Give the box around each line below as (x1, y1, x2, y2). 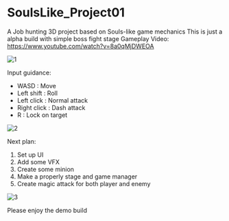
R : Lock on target (16, 111, 68, 119)
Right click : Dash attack (16, 103, 86, 112)
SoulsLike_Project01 (7, 5, 125, 21)
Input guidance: (7, 68, 51, 77)
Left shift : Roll (16, 89, 58, 97)
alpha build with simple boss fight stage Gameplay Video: (7, 34, 169, 42)
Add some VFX (16, 157, 60, 166)
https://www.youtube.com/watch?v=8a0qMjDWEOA (7, 42, 154, 50)
